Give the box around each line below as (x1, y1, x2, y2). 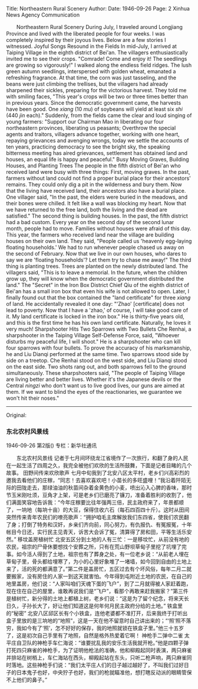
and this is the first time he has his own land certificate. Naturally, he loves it (6, 319, 191, 326)
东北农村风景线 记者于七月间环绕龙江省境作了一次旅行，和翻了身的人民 (16, 455, 189, 462)
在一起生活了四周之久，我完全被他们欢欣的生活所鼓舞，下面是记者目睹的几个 (6, 462, 192, 469)
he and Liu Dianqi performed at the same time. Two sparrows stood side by (6, 351, 189, 357)
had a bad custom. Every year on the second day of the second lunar (6, 219, 174, 225)
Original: (6, 412, 27, 419)
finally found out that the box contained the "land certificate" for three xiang (6, 294, 191, 301)
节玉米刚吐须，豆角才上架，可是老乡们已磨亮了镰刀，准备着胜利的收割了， (6, 491, 187, 499)
